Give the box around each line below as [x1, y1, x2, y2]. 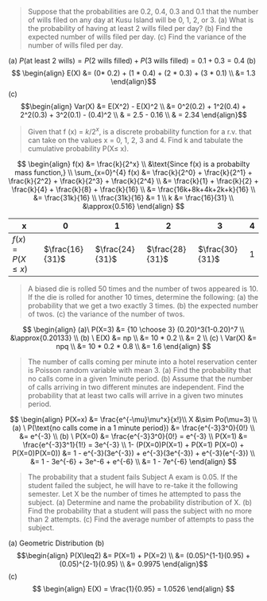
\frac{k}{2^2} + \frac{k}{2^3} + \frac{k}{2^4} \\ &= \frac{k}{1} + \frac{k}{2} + [8, 176, 259, 185]
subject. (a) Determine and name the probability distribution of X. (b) [27, 497, 253, 507]
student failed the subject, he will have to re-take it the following [27, 480, 238, 490]
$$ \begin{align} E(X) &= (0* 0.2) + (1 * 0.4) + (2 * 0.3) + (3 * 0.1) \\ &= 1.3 [11, 68, 256, 78]
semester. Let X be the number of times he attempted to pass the [27, 489, 242, 498]
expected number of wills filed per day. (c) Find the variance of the [27, 32, 246, 41]
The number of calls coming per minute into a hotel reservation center [27, 357, 257, 366]
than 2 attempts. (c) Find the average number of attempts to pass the [27, 514, 254, 524]
